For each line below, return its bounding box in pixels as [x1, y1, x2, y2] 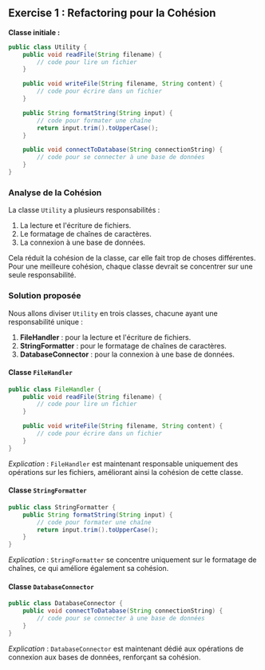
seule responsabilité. [8, 270, 77, 280]
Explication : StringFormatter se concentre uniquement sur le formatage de [8, 555, 257, 564]
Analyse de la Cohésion [8, 187, 102, 198]
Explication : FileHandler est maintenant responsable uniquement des [8, 459, 239, 469]
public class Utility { [8, 43, 88, 51]
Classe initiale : [8, 27, 61, 37]
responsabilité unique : [8, 317, 84, 326]
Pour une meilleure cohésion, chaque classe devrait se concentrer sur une [8, 261, 253, 271]
